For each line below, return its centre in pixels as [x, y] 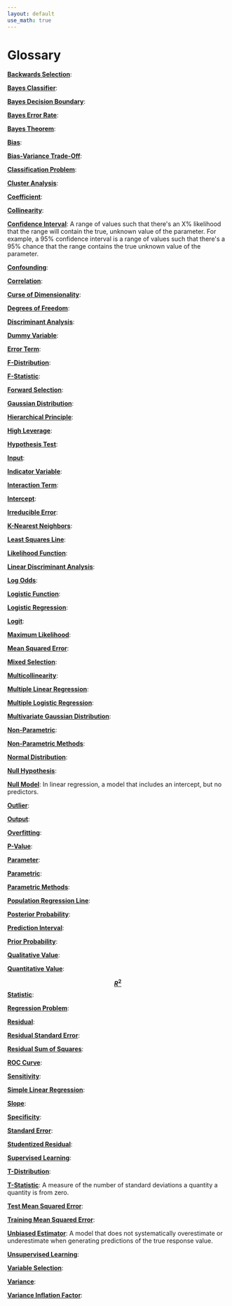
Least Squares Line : [37, 540]
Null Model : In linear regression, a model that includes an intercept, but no [115, 784]
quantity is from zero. [38, 1193]
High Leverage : [30, 431]
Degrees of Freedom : [39, 308]
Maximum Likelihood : [39, 635]
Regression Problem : [38, 1008]
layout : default [31, 14]
